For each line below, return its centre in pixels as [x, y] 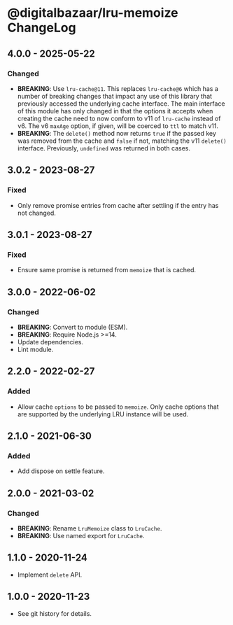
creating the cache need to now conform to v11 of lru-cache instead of [119, 118]
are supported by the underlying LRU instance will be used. [103, 414]
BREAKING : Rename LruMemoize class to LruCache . [90, 528]
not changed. [36, 213]
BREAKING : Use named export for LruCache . [81, 536]
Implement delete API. [50, 575]
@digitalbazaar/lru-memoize [93, 13]
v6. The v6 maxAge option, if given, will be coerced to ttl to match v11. [118, 126]
